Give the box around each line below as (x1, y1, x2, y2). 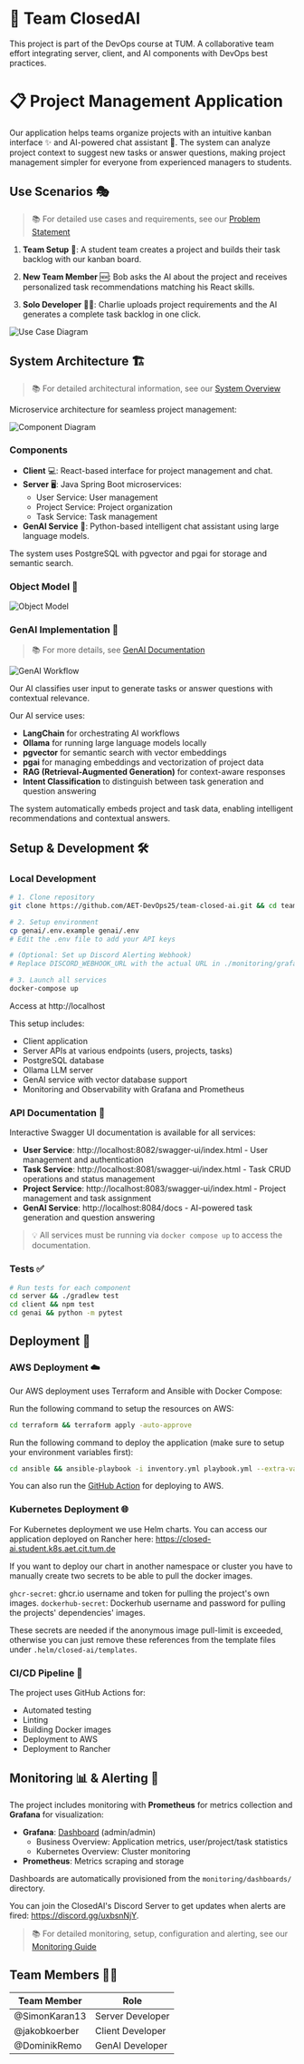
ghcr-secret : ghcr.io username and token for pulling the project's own (9, 1588, 270, 1599)
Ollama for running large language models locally (22, 738, 207, 748)
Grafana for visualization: (9, 1809, 104, 1820)
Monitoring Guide (31, 1941, 97, 1952)
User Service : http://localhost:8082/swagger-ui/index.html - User (22, 1145, 269, 1156)
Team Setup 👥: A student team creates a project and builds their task (22, 244, 280, 255)
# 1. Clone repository (9, 893, 95, 902)
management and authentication (22, 1154, 144, 1165)
